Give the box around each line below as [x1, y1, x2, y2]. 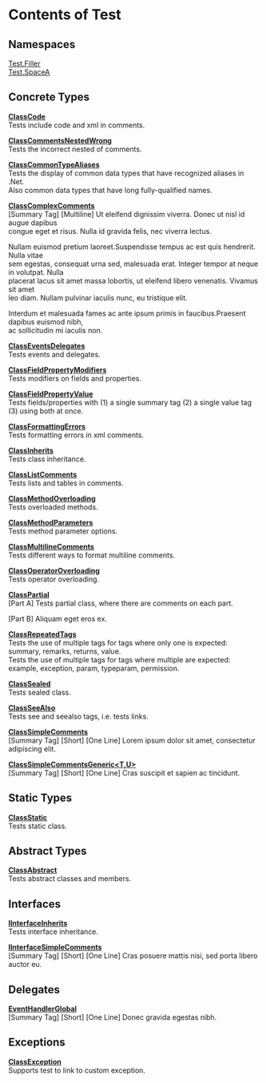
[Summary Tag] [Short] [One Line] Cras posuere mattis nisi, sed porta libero [8, 951, 258, 960]
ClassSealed [8, 678, 51, 688]
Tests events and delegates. [8, 349, 101, 359]
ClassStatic [8, 812, 48, 822]
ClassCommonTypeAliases [8, 159, 100, 169]
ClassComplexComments [8, 200, 95, 210]
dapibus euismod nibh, [8, 316, 84, 326]
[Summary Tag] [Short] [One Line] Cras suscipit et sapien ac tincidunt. [8, 767, 240, 778]
